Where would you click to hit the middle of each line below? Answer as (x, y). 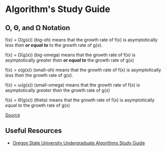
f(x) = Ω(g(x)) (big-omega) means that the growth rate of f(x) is (70, 55)
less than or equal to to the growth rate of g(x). (54, 45)
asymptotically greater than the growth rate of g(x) (58, 90)
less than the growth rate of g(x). (39, 75)
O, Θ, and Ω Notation (38, 28)
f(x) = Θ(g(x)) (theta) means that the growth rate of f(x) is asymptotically (80, 100)
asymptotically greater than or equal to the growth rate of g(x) (70, 60)
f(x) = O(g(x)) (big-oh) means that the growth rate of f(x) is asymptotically (81, 40)
